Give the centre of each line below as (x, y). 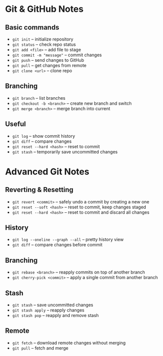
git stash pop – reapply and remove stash (55, 316)
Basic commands (32, 27)
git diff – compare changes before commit (57, 245)
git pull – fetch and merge (40, 348)
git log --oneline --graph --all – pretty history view (68, 239)
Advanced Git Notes (47, 172)
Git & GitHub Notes (44, 9)
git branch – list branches (39, 98)
